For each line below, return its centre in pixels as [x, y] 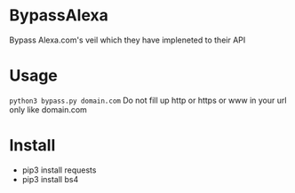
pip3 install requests [59, 170]
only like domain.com [48, 109]
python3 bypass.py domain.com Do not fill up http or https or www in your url [148, 100]
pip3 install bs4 [50, 179]
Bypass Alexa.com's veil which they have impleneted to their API [128, 40]
